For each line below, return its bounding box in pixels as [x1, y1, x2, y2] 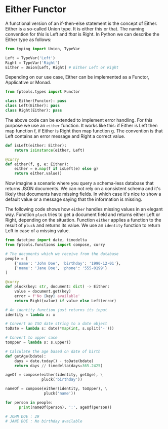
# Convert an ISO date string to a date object [5, 321, 108, 327]
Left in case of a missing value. [5, 228, 70, 234]
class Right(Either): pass [5, 108, 62, 113]
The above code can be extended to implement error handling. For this [5, 117, 153, 123]
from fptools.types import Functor [5, 89, 80, 94]
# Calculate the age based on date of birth [5, 349, 101, 354]
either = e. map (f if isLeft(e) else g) [14, 166, 99, 171]
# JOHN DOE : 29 [5, 414, 39, 419]
